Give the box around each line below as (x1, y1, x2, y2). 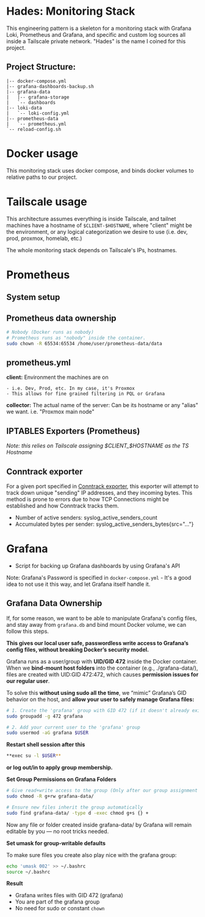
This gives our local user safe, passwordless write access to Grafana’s (6, 639, 189, 646)
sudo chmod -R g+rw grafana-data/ (6, 793, 95, 799)
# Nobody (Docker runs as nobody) (6, 329, 95, 335)
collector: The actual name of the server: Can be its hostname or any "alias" (6, 402, 198, 409)
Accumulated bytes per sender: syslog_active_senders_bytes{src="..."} (15, 520, 194, 528)
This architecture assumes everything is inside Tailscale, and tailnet (6, 215, 176, 222)
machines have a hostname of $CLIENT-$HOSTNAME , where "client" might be (6, 222, 192, 229)
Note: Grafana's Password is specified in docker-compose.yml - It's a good (6, 574, 192, 582)
